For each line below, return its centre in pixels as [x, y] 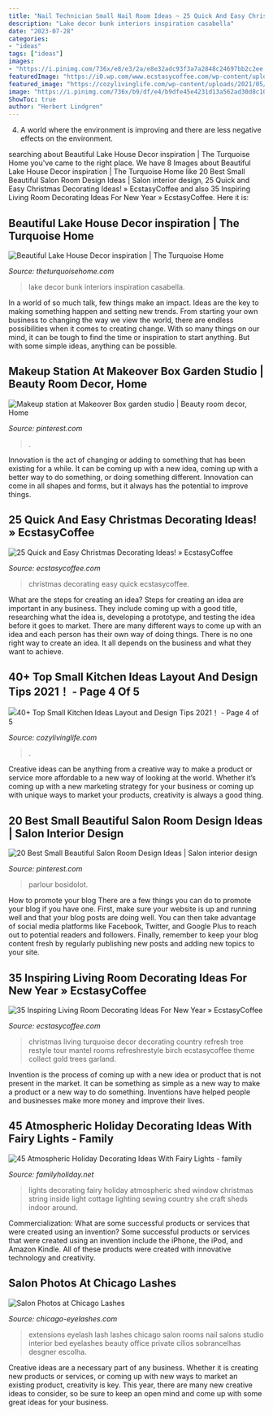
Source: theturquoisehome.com [61, 271]
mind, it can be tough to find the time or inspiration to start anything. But [129, 337]
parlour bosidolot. [58, 884]
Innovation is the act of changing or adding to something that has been [127, 460]
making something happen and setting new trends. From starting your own [133, 311]
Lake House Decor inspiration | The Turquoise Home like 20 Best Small [127, 172]
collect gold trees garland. [72, 1059]
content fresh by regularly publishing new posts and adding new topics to [132, 944]
